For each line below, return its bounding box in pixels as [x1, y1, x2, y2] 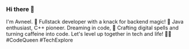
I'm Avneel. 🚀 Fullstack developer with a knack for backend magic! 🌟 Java [6, 18, 184, 25]
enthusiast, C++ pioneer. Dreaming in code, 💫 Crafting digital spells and [6, 24, 179, 31]
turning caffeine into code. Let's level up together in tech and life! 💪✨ [6, 31, 171, 37]
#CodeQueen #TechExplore [6, 37, 73, 44]
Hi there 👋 [6, 5, 35, 13]
